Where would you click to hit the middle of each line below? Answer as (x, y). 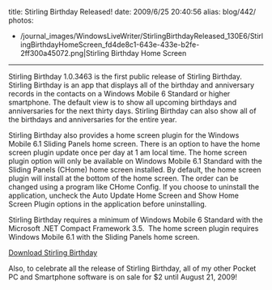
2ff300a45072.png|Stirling (64, 53)
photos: (21, 20)
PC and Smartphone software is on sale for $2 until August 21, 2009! (123, 277)
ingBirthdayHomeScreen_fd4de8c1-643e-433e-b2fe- (110, 45)
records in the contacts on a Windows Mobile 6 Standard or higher (119, 94)
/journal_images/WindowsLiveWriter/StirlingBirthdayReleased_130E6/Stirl (142, 36)
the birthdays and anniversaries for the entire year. (93, 119)
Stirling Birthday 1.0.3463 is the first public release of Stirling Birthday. (125, 77)
